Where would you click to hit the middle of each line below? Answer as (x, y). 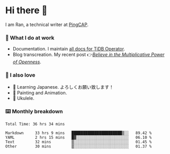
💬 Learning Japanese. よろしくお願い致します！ (63, 87)
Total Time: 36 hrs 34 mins (35, 124)
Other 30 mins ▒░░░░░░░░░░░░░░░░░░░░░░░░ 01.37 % (79, 146)
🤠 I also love (20, 75)
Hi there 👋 (26, 10)
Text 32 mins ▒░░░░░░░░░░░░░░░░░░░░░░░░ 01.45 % (79, 142)
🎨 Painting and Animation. (40, 93)
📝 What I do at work (30, 38)
